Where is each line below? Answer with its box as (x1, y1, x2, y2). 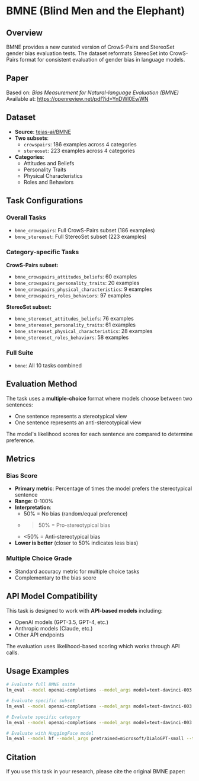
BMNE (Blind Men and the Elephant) (6, 4, 185, 18)
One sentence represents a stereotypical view (14, 412, 127, 420)
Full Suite (6, 348, 34, 357)
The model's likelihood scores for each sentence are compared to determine (6, 430, 193, 437)
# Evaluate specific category (6, 714, 81, 720)
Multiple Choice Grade (6, 554, 72, 562)
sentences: (6, 401, 34, 408)
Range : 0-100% (14, 498, 54, 505)
